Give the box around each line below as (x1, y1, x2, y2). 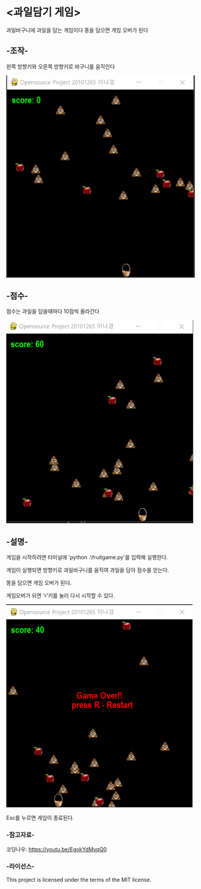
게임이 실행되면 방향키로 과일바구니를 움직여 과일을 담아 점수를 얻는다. (6, 566, 169, 574)
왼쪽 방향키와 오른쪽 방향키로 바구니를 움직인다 (6, 62, 115, 70)
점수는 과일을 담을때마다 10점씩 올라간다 (6, 308, 100, 315)
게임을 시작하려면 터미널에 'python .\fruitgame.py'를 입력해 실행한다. (6, 554, 169, 561)
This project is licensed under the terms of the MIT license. (6, 876, 151, 883)
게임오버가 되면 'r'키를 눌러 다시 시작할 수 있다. (6, 592, 115, 599)
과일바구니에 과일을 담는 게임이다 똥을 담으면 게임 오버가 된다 (6, 26, 148, 34)
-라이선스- (6, 862, 35, 870)
